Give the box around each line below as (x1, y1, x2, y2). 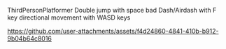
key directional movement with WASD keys (7, 13, 131, 22)
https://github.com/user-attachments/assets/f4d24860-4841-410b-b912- (7, 27, 219, 35)
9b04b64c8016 (7, 34, 52, 43)
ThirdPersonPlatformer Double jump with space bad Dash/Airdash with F (7, 6, 217, 14)
